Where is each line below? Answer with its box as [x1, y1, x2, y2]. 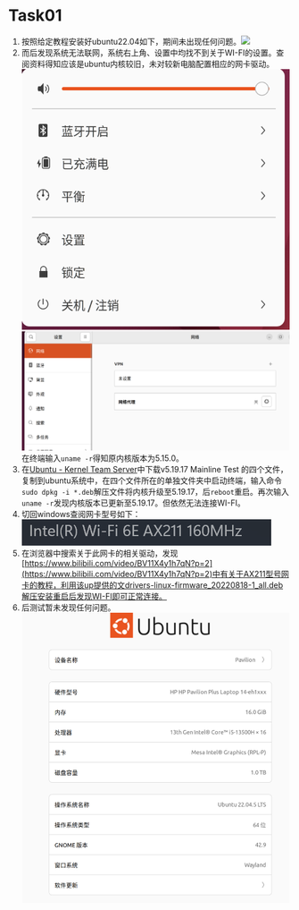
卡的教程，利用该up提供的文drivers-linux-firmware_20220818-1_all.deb [21, 579, 283, 591]
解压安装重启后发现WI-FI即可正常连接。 [21, 591, 167, 601]
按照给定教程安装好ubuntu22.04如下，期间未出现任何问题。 [21, 36, 242, 47]
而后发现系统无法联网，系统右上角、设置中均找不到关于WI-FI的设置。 [21, 47, 277, 58]
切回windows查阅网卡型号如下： [21, 508, 141, 519]
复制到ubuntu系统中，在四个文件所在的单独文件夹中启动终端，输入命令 [21, 475, 283, 486]
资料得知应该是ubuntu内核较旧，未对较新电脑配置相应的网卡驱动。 [29, 58, 275, 69]
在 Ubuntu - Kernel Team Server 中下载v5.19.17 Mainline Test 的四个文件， [21, 464, 289, 474]
